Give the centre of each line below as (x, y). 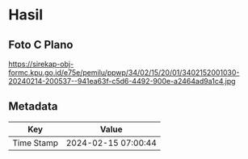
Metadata (33, 107)
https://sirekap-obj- (41, 64)
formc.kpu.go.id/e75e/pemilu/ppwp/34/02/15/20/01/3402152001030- (124, 73)
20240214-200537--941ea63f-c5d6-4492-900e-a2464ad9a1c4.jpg (122, 81)
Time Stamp (36, 143)
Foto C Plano (41, 45)
